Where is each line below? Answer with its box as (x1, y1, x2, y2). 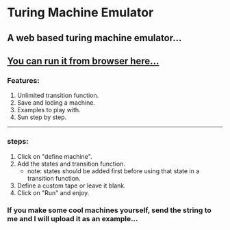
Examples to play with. (16, 106, 81, 114)
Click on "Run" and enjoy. (16, 188, 90, 196)
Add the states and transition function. (16, 159, 125, 168)
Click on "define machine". (16, 152, 92, 160)
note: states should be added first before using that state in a (27, 166, 200, 175)
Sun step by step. (16, 113, 67, 121)
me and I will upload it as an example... (7, 214, 138, 224)
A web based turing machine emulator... (7, 32, 182, 44)
